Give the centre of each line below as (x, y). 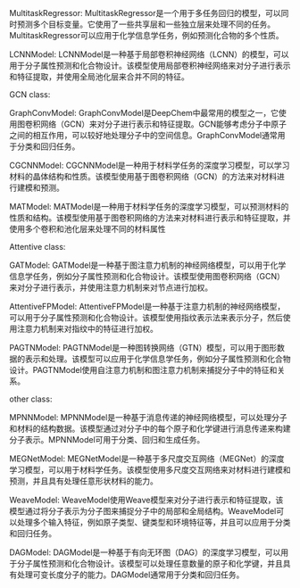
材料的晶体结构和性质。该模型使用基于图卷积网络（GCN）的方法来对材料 (143, 176)
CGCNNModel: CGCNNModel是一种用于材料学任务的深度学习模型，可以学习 (150, 165)
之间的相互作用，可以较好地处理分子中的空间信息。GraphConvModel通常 (144, 135)
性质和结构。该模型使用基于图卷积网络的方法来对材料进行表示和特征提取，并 (150, 218)
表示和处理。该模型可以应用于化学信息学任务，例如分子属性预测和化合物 (158, 359)
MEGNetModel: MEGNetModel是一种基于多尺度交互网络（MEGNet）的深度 (147, 459)
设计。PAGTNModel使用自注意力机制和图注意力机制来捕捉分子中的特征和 (143, 370)
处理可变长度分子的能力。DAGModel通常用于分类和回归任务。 (130, 575)
